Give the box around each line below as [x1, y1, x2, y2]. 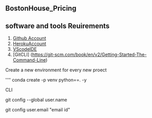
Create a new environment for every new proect [5, 67, 107, 73]
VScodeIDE [12, 46, 37, 52]
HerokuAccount [12, 41, 46, 47]
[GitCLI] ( [12, 51, 32, 58]
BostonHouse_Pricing [5, 4, 77, 13]
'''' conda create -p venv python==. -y [5, 77, 87, 83]
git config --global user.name [5, 97, 68, 103]
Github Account [12, 35, 46, 42]
